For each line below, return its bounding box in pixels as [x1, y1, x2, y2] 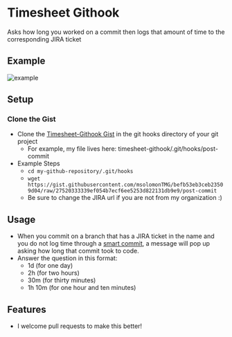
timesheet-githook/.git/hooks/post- [118, 145, 218, 153]
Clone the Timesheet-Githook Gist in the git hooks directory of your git [17, 130, 219, 138]
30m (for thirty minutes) [27, 276, 96, 284]
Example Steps [17, 159, 60, 167]
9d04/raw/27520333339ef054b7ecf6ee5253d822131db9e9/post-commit [27, 188, 217, 194]
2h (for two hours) [27, 268, 80, 277]
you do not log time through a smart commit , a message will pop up [17, 239, 210, 248]
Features [7, 303, 46, 316]
